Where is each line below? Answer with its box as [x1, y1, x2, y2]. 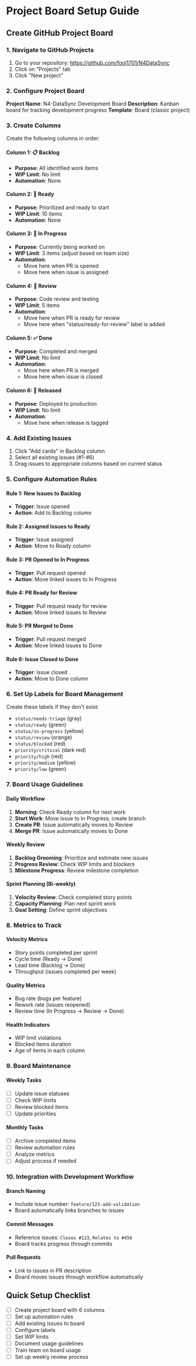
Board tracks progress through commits [14, 1240, 113, 1247]
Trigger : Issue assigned [14, 536, 74, 543]
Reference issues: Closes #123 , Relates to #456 [14, 1233, 132, 1241]
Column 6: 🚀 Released [6, 387, 62, 394]
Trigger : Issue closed [14, 669, 68, 676]
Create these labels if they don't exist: [6, 703, 99, 710]
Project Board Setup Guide [6, 4, 140, 18]
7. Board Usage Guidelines [6, 781, 83, 789]
